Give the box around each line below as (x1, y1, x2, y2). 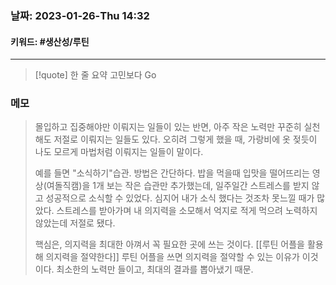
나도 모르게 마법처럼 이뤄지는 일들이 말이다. (34, 146, 204, 158)
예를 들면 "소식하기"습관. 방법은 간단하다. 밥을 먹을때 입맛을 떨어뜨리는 (34, 167, 310, 179)
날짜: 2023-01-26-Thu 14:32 (10, 8, 150, 22)
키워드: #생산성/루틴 (10, 35, 90, 47)
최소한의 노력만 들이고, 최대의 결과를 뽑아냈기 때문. (56, 263, 254, 276)
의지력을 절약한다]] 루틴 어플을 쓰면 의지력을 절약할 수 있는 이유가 (45, 251, 300, 263)
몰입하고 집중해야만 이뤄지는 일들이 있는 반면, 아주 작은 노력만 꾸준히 (34, 121, 302, 133)
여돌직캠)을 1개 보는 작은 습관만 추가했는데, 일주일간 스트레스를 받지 (46, 180, 310, 192)
